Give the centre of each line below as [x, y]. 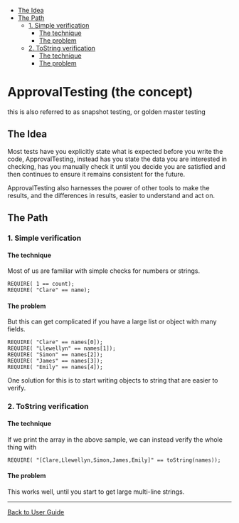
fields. [17, 329]
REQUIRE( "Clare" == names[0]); [55, 342]
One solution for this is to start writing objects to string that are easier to [113, 380]
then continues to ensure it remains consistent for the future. [96, 174]
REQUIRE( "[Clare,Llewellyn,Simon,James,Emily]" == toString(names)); [114, 460]
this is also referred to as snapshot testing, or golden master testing [107, 112]
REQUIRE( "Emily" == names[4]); [55, 367]
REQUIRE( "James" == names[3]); [55, 361]
